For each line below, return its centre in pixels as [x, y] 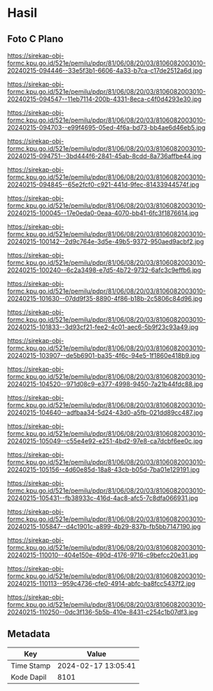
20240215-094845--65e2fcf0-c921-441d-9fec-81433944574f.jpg [103, 185]
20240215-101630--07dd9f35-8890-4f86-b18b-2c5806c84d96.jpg [105, 298]
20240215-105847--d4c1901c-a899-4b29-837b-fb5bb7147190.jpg [104, 526]
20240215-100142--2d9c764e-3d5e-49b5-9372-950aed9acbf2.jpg [106, 241]
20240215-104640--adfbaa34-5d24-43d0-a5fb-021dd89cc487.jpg [105, 412]
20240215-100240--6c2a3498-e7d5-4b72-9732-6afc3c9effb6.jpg [104, 270]
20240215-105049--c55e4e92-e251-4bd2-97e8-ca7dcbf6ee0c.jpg [105, 441]
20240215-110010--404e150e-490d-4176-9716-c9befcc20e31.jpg [103, 555]
